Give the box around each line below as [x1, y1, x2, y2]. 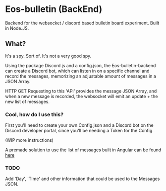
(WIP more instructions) [5, 137, 54, 143]
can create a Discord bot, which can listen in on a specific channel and [5, 68, 150, 74]
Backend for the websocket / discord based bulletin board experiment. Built [5, 20, 160, 26]
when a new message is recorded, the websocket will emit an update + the [5, 93, 158, 99]
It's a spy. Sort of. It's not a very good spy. [5, 53, 92, 59]
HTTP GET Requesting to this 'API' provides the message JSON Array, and [5, 88, 157, 94]
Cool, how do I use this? [5, 111, 63, 118]
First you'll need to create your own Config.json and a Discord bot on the [5, 122, 154, 128]
